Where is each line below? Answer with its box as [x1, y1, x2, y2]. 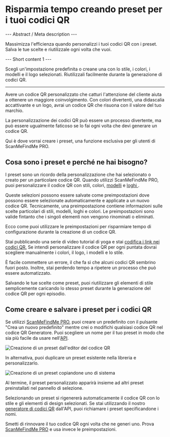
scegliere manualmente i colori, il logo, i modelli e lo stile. [5, 249, 124, 256]
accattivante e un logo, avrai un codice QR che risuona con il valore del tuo [5, 102, 162, 108]
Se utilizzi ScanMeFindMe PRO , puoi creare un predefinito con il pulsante [5, 318, 158, 325]
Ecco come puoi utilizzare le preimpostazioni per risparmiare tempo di [5, 223, 152, 229]
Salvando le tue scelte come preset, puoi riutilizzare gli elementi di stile [5, 280, 153, 286]
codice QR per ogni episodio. [5, 290, 66, 297]
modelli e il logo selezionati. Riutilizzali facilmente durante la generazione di [5, 71, 162, 77]
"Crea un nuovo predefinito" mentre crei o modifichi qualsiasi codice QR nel [5, 324, 163, 330]
